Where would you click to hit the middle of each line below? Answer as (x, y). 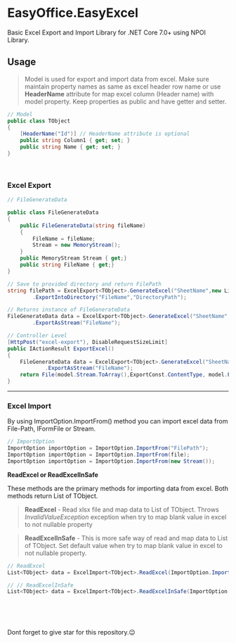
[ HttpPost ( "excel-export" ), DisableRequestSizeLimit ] (88, 342)
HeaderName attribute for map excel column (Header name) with (119, 94)
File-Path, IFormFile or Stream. (52, 429)
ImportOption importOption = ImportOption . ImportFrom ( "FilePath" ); (108, 448)
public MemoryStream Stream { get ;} (74, 258)
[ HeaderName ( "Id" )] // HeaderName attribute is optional (105, 134)
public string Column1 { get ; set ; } (75, 141)
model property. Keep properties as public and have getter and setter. (125, 101)
